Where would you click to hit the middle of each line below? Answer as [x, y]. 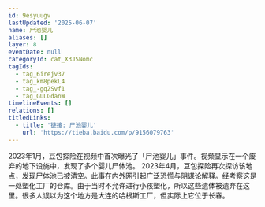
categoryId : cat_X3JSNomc [50, 60]
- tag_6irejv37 [40, 74]
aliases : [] [28, 37]
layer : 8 [22, 45]
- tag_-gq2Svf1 [40, 89]
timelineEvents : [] [40, 103]
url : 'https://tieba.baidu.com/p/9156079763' [99, 132]
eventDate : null [35, 52]
